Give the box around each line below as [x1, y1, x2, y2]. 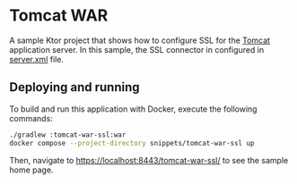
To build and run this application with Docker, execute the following [9, 104, 258, 114]
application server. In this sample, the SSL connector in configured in [9, 44, 265, 54]
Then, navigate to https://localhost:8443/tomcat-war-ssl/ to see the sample [9, 155, 289, 165]
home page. [9, 164, 54, 175]
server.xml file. [9, 54, 65, 64]
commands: [9, 113, 54, 123]
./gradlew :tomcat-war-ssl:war [9, 130, 127, 139]
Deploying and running [9, 79, 141, 95]
